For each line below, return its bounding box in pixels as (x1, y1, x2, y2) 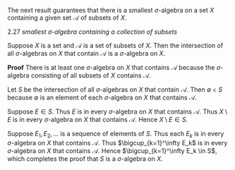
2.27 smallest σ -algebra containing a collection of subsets (7, 28, 178, 36)
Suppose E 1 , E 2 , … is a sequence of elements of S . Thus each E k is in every (7, 130, 224, 140)
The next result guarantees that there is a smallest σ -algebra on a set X (7, 6, 215, 14)
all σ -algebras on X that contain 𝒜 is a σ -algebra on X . (7, 49, 166, 57)
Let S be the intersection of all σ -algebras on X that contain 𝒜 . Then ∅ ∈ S (7, 85, 223, 94)
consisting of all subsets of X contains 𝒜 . (30, 71, 152, 80)
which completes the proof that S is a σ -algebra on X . (7, 154, 164, 163)
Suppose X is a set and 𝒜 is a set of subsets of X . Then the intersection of (7, 42, 224, 49)
